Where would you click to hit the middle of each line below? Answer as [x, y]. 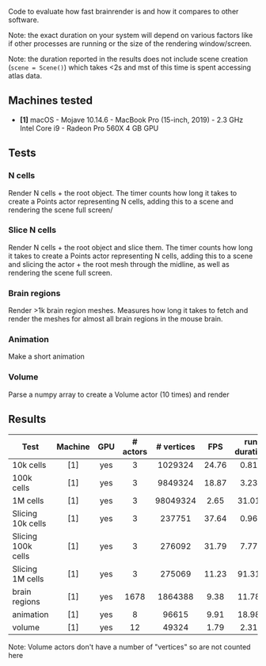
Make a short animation [47, 356]
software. [24, 20]
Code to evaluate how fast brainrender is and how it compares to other [123, 11]
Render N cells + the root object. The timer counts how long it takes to [123, 192]
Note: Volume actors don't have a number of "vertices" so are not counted [129, 647]
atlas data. [25, 76]
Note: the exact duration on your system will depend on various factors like [131, 35]
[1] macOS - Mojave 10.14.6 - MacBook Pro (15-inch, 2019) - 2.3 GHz [131, 120]
